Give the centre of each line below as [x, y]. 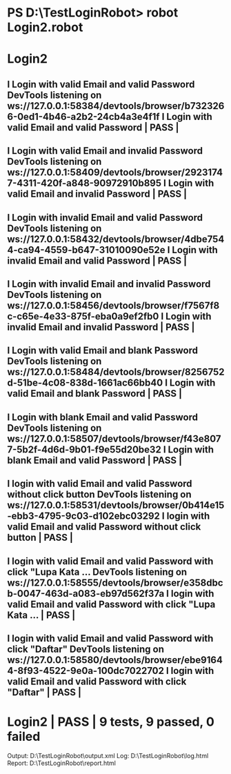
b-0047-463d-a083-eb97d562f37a [86, 594]
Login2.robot [45, 27]
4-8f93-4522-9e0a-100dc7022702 [86, 671]
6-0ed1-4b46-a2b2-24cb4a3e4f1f [83, 116]
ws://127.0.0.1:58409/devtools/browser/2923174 [115, 173]
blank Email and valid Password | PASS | [95, 460]
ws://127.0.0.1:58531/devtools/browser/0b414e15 [116, 505]
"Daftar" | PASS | [44, 692]
